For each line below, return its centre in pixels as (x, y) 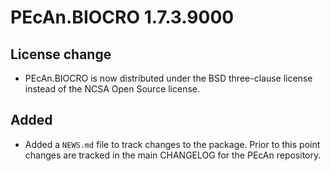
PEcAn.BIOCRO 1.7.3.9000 (122, 17)
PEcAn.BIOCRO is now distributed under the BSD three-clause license (168, 78)
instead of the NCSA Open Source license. (112, 89)
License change (61, 54)
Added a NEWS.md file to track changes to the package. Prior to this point (172, 144)
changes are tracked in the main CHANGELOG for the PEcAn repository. (173, 155)
